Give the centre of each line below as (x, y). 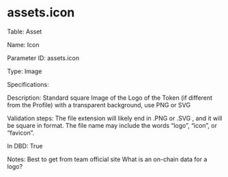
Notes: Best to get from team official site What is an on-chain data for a (107, 159)
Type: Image (25, 71)
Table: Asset (25, 31)
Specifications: (28, 84)
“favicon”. (21, 133)
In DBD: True (25, 146)
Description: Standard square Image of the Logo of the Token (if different (110, 98)
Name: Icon (23, 44)
